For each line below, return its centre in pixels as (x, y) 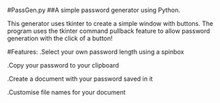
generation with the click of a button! (60, 38)
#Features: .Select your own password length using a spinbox (96, 52)
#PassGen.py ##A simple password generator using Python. (94, 10)
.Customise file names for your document (66, 92)
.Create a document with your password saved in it (80, 79)
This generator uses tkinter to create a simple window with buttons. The (110, 23)
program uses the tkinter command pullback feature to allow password (109, 31)
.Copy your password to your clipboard (63, 65)
